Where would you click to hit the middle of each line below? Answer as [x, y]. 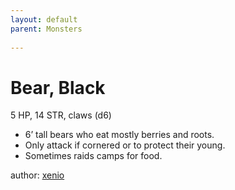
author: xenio [37, 175]
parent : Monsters [46, 29]
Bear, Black [58, 87]
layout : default [44, 19]
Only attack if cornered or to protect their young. [125, 145]
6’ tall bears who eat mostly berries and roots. [119, 135]
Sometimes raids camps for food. [93, 156]
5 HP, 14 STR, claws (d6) [61, 115]
